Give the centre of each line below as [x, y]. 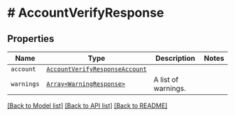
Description [176, 58]
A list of [166, 80]
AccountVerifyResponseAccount [97, 69]
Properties [31, 39]
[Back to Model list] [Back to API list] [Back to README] [87, 106]
